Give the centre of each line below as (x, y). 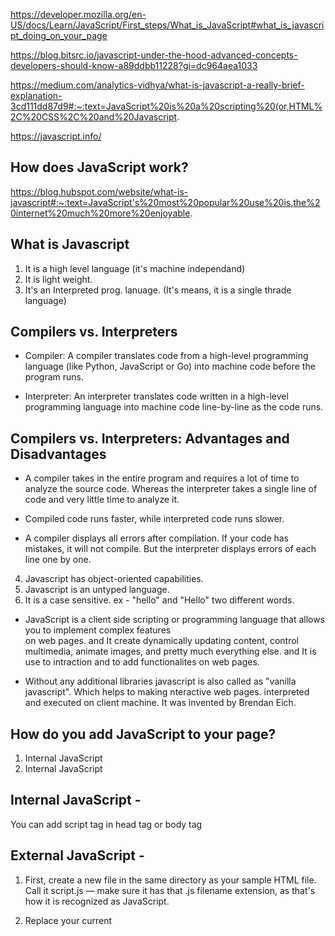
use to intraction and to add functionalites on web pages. (142, 662)
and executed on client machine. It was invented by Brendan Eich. (160, 703)
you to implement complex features (98, 630)
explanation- (36, 95)
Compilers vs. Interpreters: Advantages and (150, 438)
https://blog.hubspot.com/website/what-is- (99, 191)
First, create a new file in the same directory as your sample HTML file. (170, 880)
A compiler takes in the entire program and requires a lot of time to (162, 478)
